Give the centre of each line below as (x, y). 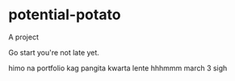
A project (23, 37)
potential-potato (65, 15)
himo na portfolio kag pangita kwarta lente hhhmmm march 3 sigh (118, 68)
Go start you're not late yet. (54, 52)
